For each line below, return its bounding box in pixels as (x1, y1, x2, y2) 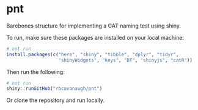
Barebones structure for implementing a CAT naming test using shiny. (6, 22, 182, 29)
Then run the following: (6, 68, 65, 75)
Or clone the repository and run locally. (6, 97, 105, 104)
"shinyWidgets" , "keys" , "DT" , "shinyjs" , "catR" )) (58, 57, 193, 63)
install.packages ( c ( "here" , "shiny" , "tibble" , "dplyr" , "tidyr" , (6, 51, 179, 57)
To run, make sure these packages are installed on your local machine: (6, 34, 185, 41)
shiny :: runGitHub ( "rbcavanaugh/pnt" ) (6, 86, 103, 92)
